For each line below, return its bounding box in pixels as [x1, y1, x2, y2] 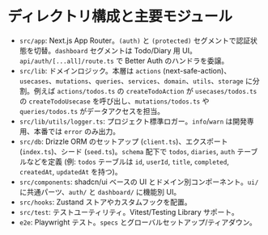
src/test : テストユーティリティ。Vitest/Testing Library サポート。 [19, 207, 240, 216]
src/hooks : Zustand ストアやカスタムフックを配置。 [19, 197, 192, 207]
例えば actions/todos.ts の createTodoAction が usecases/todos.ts [33, 86, 257, 95]
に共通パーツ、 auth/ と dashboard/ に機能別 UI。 [19, 187, 181, 196]
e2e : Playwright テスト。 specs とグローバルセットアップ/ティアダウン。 [19, 217, 257, 227]
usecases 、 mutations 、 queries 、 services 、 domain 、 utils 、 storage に [19, 76, 253, 86]
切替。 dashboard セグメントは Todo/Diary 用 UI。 [33, 45, 198, 55]
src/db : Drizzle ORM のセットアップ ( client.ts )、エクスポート [19, 136, 228, 146]
